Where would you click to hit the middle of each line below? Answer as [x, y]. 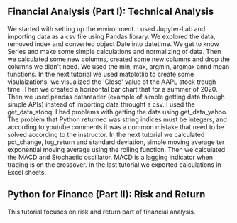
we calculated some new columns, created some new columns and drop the [119, 59]
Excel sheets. [27, 172]
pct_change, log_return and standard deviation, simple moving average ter [116, 142]
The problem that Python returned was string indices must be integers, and [117, 119]
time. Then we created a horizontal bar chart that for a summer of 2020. [112, 89]
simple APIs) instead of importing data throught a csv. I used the [101, 104]
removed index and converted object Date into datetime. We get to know [114, 44]
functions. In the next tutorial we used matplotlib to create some [101, 74]
